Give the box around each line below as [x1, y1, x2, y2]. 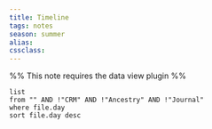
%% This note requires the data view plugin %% [9, 70, 186, 81]
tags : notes [9, 21, 53, 30]
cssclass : [9, 46, 46, 55]
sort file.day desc [9, 111, 82, 120]
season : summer [9, 29, 66, 38]
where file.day [9, 103, 66, 112]
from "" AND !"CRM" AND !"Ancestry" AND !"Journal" [9, 95, 204, 105]
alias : [9, 37, 34, 47]
